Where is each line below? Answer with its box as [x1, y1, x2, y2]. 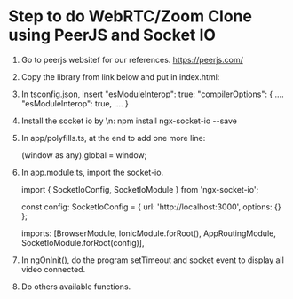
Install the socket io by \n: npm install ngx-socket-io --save [20, 115, 237, 126]
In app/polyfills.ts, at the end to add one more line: [20, 132, 206, 143]
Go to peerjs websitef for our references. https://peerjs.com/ [20, 54, 243, 65]
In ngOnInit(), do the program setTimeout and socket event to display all [20, 255, 285, 265]
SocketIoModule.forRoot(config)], [20, 237, 145, 248]
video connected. [20, 264, 86, 274]
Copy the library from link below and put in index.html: [20, 71, 220, 82]
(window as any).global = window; [20, 149, 147, 161]
